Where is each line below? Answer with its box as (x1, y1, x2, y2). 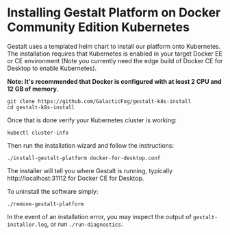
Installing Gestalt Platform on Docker (7, 5, 221, 21)
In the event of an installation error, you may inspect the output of (7, 212, 192, 221)
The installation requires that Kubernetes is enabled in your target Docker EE (7, 49, 222, 58)
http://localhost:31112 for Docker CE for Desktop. (7, 174, 144, 182)
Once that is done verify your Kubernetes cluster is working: (7, 115, 177, 124)
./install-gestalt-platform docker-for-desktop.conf (7, 155, 161, 161)
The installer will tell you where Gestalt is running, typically (7, 166, 173, 175)
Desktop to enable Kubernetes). (7, 64, 97, 72)
